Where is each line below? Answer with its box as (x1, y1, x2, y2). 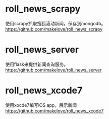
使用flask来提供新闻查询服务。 (5, 61, 69, 67)
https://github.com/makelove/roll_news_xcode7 (5, 107, 104, 114)
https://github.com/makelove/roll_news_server (5, 67, 102, 73)
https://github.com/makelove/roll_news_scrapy (5, 26, 103, 32)
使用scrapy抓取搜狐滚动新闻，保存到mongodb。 (5, 20, 106, 26)
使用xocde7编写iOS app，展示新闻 (5, 102, 77, 108)
